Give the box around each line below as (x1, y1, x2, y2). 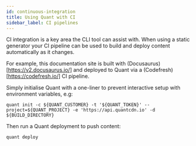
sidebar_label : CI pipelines (6, 20, 78, 26)
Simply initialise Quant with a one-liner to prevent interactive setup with (6, 84, 181, 91)
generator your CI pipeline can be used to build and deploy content (6, 42, 170, 49)
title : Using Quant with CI (6, 14, 76, 20)
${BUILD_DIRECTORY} (6, 112, 55, 119)
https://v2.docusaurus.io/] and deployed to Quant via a (8, 66, 143, 74)
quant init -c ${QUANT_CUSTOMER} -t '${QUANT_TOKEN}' (6, 102, 143, 108)
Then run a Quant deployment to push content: (6, 123, 121, 130)
